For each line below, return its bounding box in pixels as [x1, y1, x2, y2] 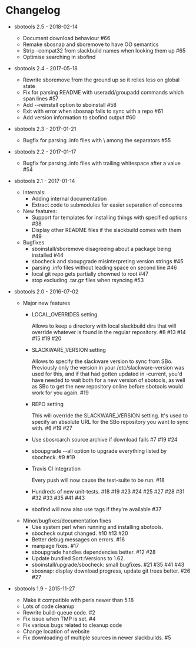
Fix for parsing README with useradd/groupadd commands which [22, 89, 184, 96]
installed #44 [31, 251, 64, 259]
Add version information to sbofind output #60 [22, 113, 136, 121]
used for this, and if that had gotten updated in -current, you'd [31, 370, 183, 377]
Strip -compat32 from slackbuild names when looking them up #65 [22, 47, 186, 54]
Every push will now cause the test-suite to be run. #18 [31, 476, 165, 483]
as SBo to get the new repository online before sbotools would [31, 383, 183, 390]
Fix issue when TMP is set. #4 [22, 615, 96, 622]
